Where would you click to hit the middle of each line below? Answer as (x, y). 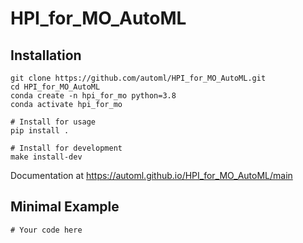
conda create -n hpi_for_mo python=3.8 (93, 96)
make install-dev (46, 157)
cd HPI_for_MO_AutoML (55, 87)
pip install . (40, 131)
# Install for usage (53, 122)
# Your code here (46, 230)
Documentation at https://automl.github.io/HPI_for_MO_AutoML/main (151, 175)
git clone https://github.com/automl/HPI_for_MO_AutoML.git (138, 78)
